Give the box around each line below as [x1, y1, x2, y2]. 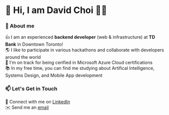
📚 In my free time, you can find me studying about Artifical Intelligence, [5, 65, 155, 71]
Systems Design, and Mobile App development [5, 72, 103, 78]
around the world [5, 54, 41, 60]
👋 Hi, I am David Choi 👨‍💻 [5, 5, 107, 16]
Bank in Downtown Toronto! [5, 41, 63, 47]
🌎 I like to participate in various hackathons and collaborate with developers [5, 47, 164, 53]
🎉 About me [5, 23, 34, 30]
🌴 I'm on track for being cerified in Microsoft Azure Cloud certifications [5, 60, 153, 66]
